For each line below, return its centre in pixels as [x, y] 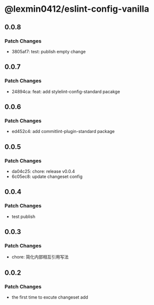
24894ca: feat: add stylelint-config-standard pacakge [66, 91]
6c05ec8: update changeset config [47, 176]
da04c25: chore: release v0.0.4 [43, 171]
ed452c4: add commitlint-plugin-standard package [63, 131]
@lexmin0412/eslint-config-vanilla [77, 9]
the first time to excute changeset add [50, 297]
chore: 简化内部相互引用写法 [40, 257]
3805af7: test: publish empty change [48, 51]
